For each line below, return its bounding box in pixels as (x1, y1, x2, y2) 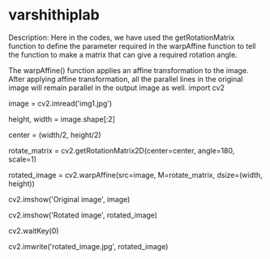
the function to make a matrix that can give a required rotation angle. (8, 50, 238, 59)
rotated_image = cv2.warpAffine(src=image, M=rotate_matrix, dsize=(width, (8, 170, 264, 179)
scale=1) (8, 154, 37, 164)
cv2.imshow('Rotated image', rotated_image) (8, 209, 158, 220)
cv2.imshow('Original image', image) (8, 194, 131, 204)
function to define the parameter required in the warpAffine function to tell (8, 41, 256, 50)
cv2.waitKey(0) (8, 226, 59, 235)
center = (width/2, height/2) (8, 130, 101, 140)
